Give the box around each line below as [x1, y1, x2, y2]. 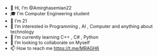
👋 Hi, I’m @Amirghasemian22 [10, 5, 72, 11]
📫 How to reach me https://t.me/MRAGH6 [10, 45, 100, 51]
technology [10, 29, 34, 35]
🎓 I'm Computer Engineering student [10, 11, 89, 16]
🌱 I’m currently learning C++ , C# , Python [10, 34, 99, 40]
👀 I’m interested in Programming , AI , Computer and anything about [10, 23, 153, 29]
